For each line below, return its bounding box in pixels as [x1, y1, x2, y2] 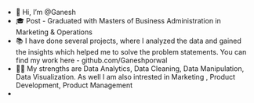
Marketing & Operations [15, 27, 93, 37]
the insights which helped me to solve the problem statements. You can [15, 48, 247, 56]
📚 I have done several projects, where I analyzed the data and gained [15, 36, 241, 45]
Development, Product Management [15, 80, 133, 90]
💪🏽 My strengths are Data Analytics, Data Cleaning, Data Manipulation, [15, 64, 245, 73]
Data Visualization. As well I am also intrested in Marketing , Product [15, 73, 236, 81]
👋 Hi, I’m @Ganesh [15, 8, 76, 16]
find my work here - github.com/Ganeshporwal [15, 55, 168, 65]
